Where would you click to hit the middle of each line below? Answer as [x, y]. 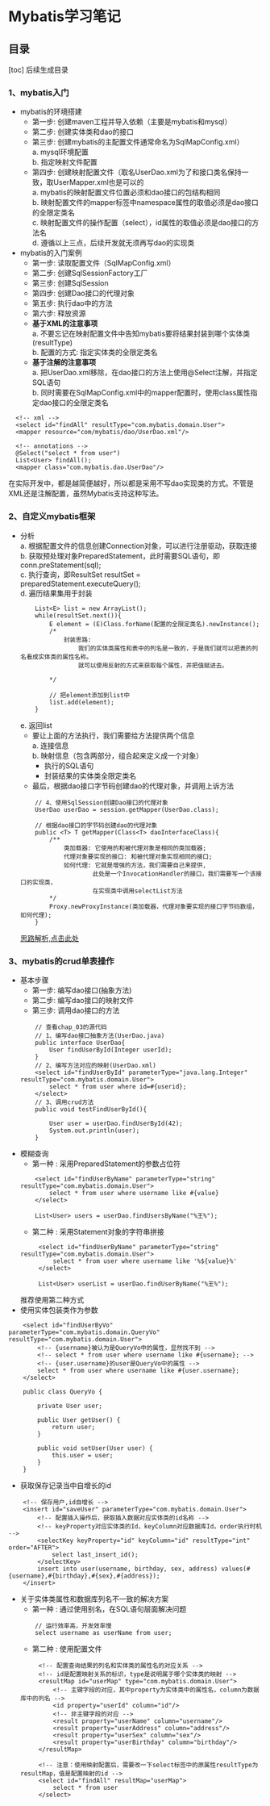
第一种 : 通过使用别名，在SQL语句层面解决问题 [109, 1609]
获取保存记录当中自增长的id [65, 1485]
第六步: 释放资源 [59, 314]
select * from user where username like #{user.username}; [139, 1370]
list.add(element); [82, 702]
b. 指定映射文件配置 [65, 162]
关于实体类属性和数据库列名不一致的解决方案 [94, 1599]
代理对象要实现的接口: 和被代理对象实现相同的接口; [138, 856]
